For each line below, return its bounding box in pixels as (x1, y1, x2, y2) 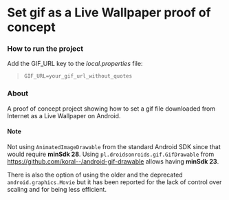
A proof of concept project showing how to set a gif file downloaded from (7, 104, 216, 113)
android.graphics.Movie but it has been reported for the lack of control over (7, 177, 222, 186)
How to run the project (7, 44, 84, 54)
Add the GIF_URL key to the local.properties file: (7, 60, 143, 68)
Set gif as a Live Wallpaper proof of (7, 5, 211, 21)
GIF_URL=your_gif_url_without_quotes (23, 73, 133, 80)
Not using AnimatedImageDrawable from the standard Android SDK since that (7, 142, 221, 151)
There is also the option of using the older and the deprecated (7, 170, 184, 179)
